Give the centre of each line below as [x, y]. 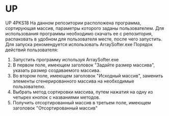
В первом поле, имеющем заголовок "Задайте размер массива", [84, 65]
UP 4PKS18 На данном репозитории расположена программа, [73, 23]
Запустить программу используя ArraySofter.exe [66, 59]
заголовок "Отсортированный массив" [55, 108]
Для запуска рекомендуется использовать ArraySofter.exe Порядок [79, 44]
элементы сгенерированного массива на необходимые [73, 81]
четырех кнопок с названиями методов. [56, 97]
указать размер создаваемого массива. [57, 70]
